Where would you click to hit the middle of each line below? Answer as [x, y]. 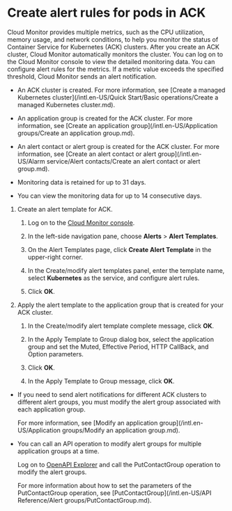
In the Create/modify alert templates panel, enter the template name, [126, 270]
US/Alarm [31, 161]
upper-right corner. [55, 257]
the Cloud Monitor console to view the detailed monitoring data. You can [111, 61]
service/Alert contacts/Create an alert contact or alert [123, 161]
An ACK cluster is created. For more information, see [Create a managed [121, 90]
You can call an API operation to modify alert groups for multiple [109, 443]
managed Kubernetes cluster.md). [66, 104]
